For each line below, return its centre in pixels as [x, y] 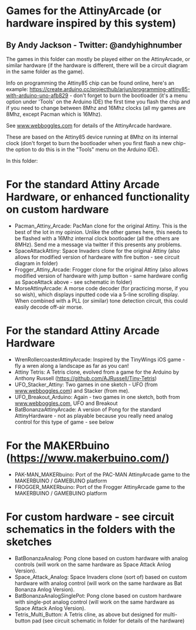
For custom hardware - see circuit [90, 517]
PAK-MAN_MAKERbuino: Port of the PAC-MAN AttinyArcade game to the [102, 474]
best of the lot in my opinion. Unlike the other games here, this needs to [101, 232]
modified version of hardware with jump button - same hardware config [101, 276]
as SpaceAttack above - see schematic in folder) [73, 282]
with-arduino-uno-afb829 [37, 95]
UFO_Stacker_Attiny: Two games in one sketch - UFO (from [86, 384]
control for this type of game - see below [64, 422]
